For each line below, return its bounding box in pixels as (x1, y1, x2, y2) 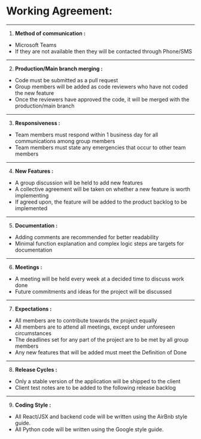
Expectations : (14, 305, 52, 312)
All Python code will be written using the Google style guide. (14, 425, 164, 433)
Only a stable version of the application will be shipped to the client (14, 377, 181, 385)
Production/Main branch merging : (14, 65, 103, 72)
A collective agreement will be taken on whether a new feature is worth (14, 185, 190, 193)
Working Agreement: (6, 4, 112, 18)
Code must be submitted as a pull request (14, 76, 118, 83)
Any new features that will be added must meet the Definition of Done (14, 348, 187, 356)
